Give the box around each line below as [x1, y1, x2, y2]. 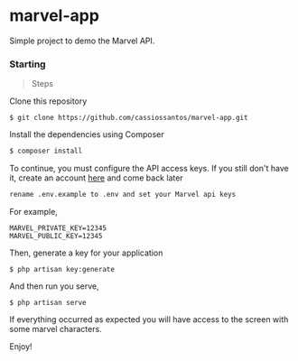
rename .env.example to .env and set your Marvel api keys [9, 190, 237, 199]
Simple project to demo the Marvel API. [9, 35, 155, 46]
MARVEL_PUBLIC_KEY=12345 [9, 231, 103, 240]
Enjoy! [9, 340, 33, 352]
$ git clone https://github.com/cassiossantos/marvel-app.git [9, 114, 248, 123]
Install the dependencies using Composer [9, 129, 164, 140]
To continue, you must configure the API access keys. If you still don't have [9, 163, 289, 174]
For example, [9, 206, 59, 217]
